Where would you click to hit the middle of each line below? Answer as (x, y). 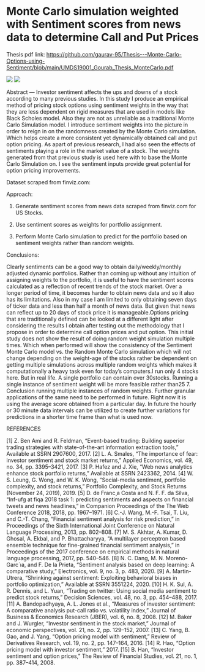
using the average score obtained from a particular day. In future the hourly (101, 404)
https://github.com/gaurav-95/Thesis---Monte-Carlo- (114, 54)
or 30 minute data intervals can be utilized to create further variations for (98, 410)
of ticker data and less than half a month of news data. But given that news (101, 306)
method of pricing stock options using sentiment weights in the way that (97, 105)
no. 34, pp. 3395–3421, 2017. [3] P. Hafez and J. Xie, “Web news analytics (99, 467)
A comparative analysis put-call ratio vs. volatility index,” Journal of (91, 610)
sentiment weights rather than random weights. (75, 243)
